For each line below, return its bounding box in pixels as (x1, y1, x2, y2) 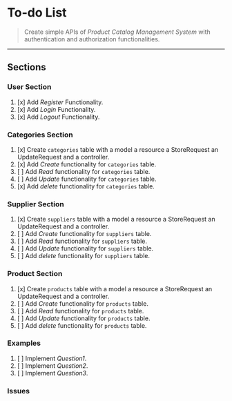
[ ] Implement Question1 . (17, 354, 87, 362)
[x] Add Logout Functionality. (17, 113, 100, 121)
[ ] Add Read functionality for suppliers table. (17, 237, 147, 246)
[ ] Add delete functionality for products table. (17, 321, 147, 329)
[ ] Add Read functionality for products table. (17, 306, 144, 315)
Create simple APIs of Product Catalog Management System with (23, 28, 211, 36)
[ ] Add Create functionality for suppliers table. (17, 230, 152, 238)
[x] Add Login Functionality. (17, 105, 96, 113)
